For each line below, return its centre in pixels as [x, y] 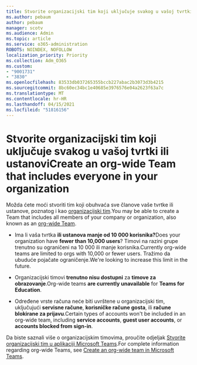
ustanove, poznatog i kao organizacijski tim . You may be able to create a [93, 211]
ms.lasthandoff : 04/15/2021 [40, 104]
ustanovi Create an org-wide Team [91, 163]
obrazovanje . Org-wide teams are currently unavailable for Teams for [99, 284]
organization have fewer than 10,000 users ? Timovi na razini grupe [96, 241]
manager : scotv [25, 28]
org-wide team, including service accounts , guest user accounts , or [98, 320]
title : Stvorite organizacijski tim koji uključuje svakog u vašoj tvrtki [99, 11]
